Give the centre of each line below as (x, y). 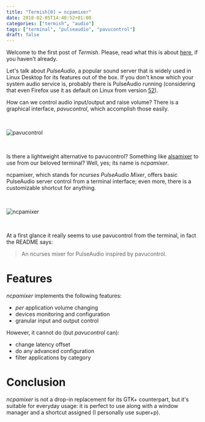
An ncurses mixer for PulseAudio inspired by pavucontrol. (94, 254)
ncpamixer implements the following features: (64, 296)
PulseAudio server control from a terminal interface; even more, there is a (99, 181)
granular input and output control (57, 321)
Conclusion (36, 382)
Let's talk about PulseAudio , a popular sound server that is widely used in (99, 71)
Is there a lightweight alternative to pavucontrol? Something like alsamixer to (102, 157)
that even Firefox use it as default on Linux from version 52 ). (82, 90)
